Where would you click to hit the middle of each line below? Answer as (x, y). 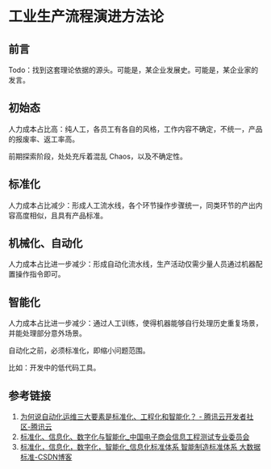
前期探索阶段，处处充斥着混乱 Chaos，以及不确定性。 (98, 156)
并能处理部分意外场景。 (47, 333)
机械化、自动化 (46, 243)
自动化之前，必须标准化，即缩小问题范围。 (79, 351)
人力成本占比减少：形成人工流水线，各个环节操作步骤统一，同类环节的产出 (132, 205)
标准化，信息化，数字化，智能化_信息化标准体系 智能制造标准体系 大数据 (140, 447)
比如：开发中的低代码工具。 (54, 368)
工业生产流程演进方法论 (86, 17)
